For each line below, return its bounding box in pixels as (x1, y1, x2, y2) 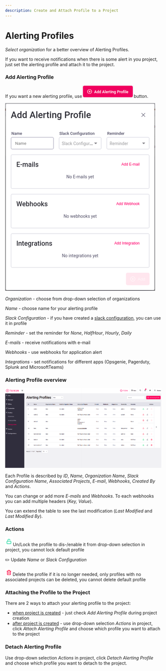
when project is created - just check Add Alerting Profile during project (12, 610, 158, 616)
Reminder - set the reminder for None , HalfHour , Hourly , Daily (5, 330, 132, 335)
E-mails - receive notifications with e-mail (5, 339, 91, 345)
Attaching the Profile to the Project (5, 589, 90, 596)
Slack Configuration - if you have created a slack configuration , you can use (5, 315, 161, 321)
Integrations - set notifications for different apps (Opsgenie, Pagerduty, (5, 358, 151, 365)
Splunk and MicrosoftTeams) (5, 364, 64, 370)
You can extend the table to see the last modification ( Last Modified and (5, 507, 153, 514)
